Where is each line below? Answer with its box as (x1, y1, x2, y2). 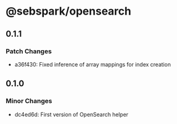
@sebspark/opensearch (5, 4, 131, 18)
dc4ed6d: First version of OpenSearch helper (14, 111, 129, 118)
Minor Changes (5, 97, 52, 105)
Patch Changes (5, 47, 52, 56)
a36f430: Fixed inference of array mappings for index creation (14, 60, 171, 68)
